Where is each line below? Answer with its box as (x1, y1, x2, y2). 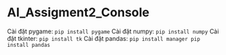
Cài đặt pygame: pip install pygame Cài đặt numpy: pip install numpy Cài (7, 27, 219, 35)
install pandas (7, 41, 51, 48)
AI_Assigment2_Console (7, 5, 150, 20)
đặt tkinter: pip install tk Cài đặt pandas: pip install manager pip (7, 34, 201, 42)
